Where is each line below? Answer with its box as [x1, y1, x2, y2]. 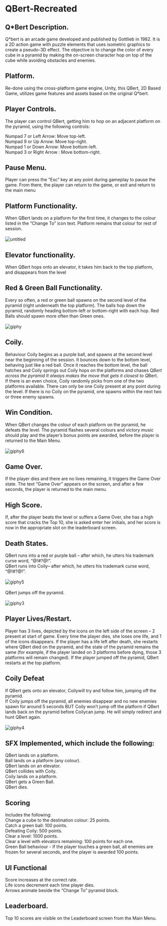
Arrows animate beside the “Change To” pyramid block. [5, 888, 119, 893]
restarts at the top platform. [5, 660, 62, 666]
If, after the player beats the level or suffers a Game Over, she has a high [5, 514, 154, 520]
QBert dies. [5, 784, 28, 790]
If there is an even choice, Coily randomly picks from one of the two [5, 378, 144, 384]
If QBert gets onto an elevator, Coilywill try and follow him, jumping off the [5, 687, 157, 693]
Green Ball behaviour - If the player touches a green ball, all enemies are [5, 844, 153, 850]
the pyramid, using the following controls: [5, 123, 90, 129]
